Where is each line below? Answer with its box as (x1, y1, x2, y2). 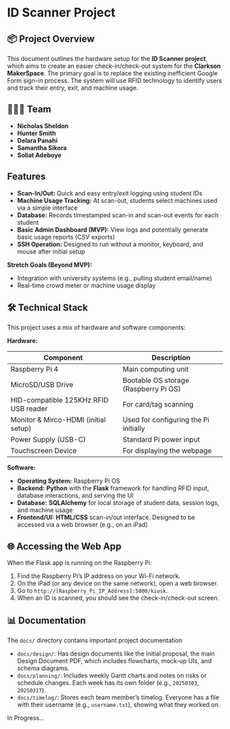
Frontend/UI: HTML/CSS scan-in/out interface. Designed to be (16, 513, 196, 522)
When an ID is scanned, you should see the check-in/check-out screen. (16, 594, 220, 602)
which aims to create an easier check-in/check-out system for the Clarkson (7, 62, 221, 70)
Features (7, 171, 46, 182)
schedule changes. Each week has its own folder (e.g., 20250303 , (16, 679, 200, 687)
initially (122, 424, 146, 433)
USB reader (10, 404, 48, 414)
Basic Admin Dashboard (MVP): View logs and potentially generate (16, 225, 209, 234)
